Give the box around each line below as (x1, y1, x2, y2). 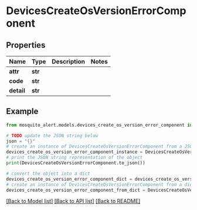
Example (6, 106, 39, 116)
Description (52, 58, 85, 65)
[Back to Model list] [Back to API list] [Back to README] (6, 198, 141, 205)
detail (9, 86, 25, 95)
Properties (6, 40, 46, 50)
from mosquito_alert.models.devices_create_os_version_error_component (6, 122, 185, 128)
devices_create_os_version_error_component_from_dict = (6, 187, 145, 193)
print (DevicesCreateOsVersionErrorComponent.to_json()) (6, 160, 145, 166)
